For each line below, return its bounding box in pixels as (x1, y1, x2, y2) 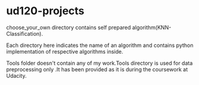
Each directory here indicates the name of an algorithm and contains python (6, 42, 194, 49)
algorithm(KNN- (132, 24, 172, 31)
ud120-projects (6, 4, 85, 18)
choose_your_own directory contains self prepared (6, 24, 131, 31)
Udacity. (6, 72, 27, 79)
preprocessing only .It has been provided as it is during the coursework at (6, 65, 188, 73)
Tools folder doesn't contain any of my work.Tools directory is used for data (6, 59, 193, 67)
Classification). (6, 30, 43, 37)
